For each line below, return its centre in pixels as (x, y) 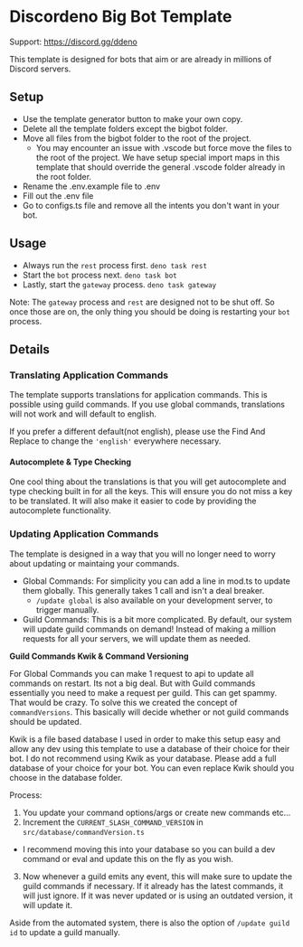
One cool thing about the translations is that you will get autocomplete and (148, 482)
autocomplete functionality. (60, 511)
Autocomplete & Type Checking (71, 462)
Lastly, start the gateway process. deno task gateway (119, 284)
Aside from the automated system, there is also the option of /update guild (150, 923)
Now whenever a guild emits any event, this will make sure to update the (157, 876)
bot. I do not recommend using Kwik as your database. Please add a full (143, 758)
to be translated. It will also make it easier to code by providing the (133, 501)
